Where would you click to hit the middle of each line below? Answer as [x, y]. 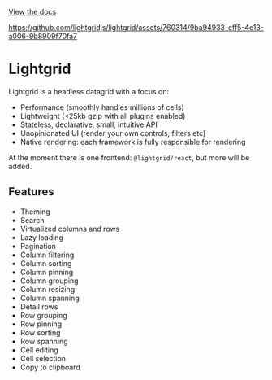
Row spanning [44, 341]
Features [31, 192]
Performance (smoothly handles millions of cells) [102, 107]
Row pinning [41, 324]
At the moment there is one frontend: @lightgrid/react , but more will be [129, 157]
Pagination [38, 246]
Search [32, 220]
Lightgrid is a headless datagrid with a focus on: [89, 91]
